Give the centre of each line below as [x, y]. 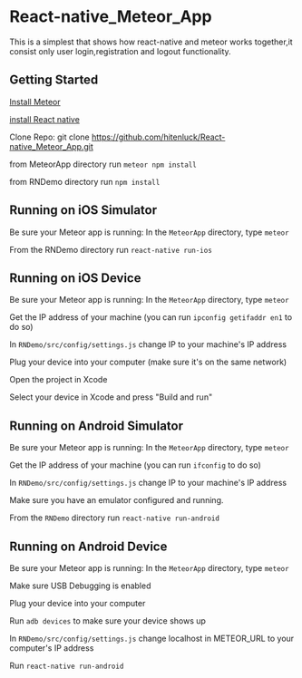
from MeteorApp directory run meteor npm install [103, 164]
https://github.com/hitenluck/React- [158, 137]
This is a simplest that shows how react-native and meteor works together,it [151, 42]
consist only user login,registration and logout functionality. [120, 51]
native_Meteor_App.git [51, 146]
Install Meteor [35, 102]
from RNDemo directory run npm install [85, 181]
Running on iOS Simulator [83, 210]
